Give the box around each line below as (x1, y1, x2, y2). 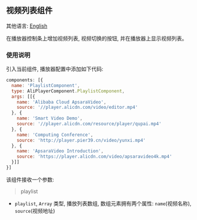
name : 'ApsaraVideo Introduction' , (16, 148, 104, 154)
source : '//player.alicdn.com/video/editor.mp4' (16, 105, 138, 111)
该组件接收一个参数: (6, 176, 55, 183)
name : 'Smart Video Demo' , (16, 115, 83, 122)
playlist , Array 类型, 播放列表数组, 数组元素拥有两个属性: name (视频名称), (14, 199, 192, 207)
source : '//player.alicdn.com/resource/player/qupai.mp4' (16, 121, 162, 127)
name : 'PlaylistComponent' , (11, 82, 81, 88)
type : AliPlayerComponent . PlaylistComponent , (11, 88, 125, 94)
